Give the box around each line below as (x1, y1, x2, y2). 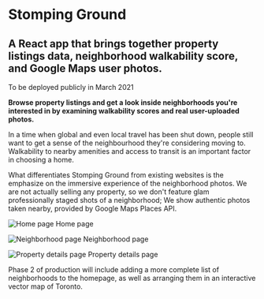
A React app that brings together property (8, 37, 219, 50)
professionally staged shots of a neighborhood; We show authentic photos (8, 196, 251, 204)
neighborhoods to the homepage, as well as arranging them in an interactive (8, 274, 256, 282)
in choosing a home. (8, 155, 75, 164)
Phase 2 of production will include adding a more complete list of (8, 265, 219, 274)
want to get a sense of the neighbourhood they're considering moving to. (8, 138, 246, 148)
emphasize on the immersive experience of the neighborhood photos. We (8, 179, 247, 188)
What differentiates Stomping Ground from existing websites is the (8, 170, 225, 179)
